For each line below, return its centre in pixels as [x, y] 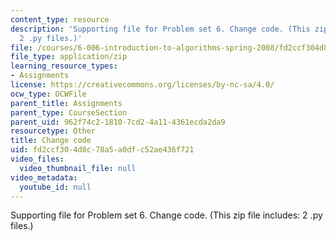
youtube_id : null [55, 187]
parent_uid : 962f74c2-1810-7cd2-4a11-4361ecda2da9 [118, 122]
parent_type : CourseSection [69, 112]
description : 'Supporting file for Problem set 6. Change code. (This [160, 29]
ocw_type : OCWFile [48, 94]
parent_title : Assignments [66, 103]
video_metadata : [44, 177]
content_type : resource [60, 19]
